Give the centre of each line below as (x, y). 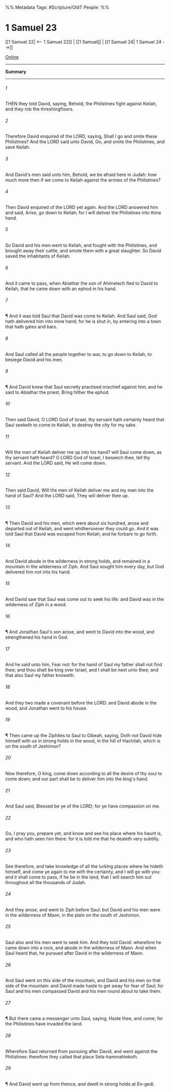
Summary (16, 71)
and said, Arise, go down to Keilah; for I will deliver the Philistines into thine (83, 212)
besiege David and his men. (34, 359)
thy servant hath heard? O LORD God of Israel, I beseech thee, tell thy (78, 458)
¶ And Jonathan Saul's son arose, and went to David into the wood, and (80, 632)
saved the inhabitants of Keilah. (38, 256)
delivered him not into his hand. (38, 572)
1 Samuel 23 (31, 28)
